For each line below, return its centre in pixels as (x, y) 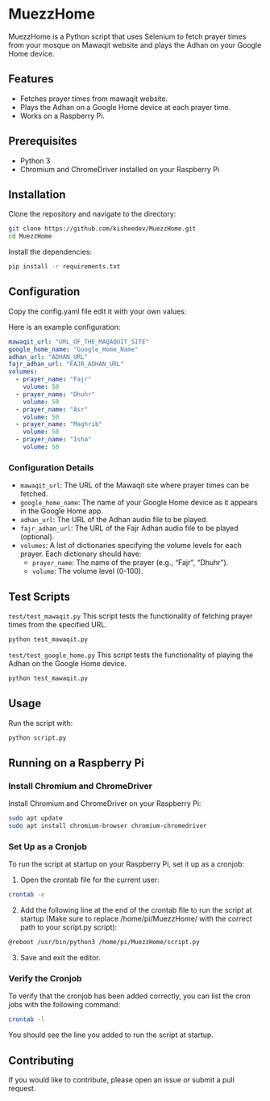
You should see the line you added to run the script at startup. (111, 1035)
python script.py (37, 738)
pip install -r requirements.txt (64, 267)
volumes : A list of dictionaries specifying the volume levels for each (131, 546)
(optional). (37, 537)
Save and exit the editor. (60, 957)
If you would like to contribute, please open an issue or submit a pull (122, 1079)
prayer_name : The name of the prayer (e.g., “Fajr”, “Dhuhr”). (130, 563)
